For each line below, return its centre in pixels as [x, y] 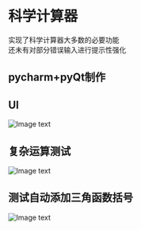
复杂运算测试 [40, 151]
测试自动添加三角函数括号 [70, 198]
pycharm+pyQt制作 [57, 78]
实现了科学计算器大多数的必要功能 [64, 40]
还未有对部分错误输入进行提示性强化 [67, 49]
